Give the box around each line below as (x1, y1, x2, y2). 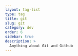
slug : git (5, 20, 25, 26)
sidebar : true (5, 35, 34, 39)
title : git (5, 16, 27, 21)
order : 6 (5, 30, 23, 35)
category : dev (5, 25, 34, 30)
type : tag (5, 12, 25, 17)
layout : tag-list (5, 7, 40, 12)
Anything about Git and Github (9, 43, 73, 48)
